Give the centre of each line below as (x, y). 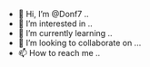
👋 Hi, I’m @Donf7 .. (53, 14)
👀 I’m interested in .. (55, 24)
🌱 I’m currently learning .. (65, 33)
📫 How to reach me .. (59, 53)
